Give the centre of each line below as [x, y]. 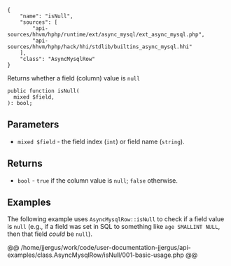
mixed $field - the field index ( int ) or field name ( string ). [101, 141]
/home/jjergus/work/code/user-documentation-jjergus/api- [106, 248]
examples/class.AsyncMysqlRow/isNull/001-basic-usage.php [96, 255]
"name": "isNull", [47, 16]
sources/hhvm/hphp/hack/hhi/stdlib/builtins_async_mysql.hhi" [100, 47]
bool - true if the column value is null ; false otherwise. [98, 180]
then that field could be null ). [50, 234]
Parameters [33, 125]
